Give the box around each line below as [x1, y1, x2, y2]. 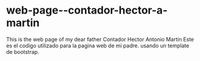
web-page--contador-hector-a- [6, 4, 168, 17]
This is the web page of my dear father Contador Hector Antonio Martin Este [6, 36, 194, 43]
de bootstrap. [6, 48, 40, 55]
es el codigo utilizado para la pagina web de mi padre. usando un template [6, 42, 190, 49]
